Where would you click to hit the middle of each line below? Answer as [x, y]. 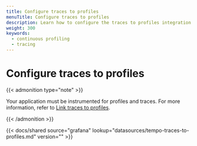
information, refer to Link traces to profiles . [58, 107]
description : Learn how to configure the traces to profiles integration [99, 22]
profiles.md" [21, 137]
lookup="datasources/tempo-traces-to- [141, 130]
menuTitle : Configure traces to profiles [58, 17]
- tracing [23, 45]
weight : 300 [21, 28]
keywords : [18, 34]
